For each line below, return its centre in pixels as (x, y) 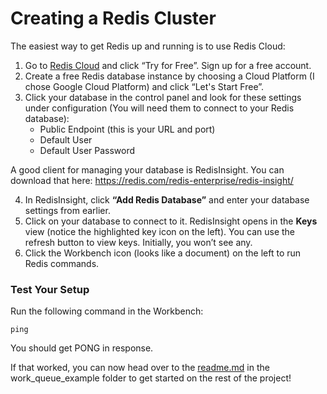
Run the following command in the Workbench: (107, 311)
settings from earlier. (67, 210)
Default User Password (87, 150)
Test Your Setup (50, 289)
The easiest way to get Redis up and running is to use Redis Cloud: (148, 46)
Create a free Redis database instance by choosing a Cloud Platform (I (169, 76)
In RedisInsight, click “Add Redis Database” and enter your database (167, 199)
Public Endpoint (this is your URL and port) (127, 129)
